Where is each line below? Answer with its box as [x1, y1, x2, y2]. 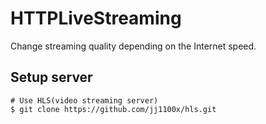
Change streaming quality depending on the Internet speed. [10, 40, 257, 52]
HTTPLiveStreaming [10, 7, 182, 30]
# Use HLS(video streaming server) [10, 95, 159, 106]
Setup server [10, 69, 93, 86]
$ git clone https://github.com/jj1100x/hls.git [10, 104, 217, 114]
